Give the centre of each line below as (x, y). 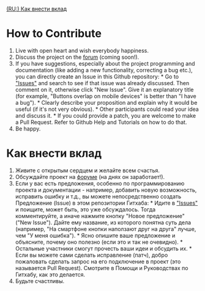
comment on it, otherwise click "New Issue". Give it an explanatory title (104, 89)
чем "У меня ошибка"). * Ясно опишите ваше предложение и (95, 235)
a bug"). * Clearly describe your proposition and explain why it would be (106, 102)
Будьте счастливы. (40, 281)
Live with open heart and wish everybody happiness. (82, 50)
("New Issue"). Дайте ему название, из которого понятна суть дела (103, 222)
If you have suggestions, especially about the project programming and (105, 63)
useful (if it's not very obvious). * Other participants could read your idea (107, 109)
